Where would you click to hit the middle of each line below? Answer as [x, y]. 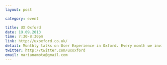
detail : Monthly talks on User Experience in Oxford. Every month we [79, 46]
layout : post [19, 10]
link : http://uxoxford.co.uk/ [37, 41]
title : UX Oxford [23, 28]
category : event [22, 18]
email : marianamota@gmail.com [37, 55]
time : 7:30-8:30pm [24, 37]
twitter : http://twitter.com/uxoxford [45, 50]
